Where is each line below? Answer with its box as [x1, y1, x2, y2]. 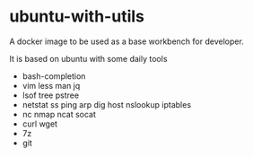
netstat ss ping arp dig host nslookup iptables [22, 99, 191, 109]
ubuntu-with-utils [9, 6, 145, 27]
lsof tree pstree [22, 90, 79, 100]
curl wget [22, 118, 58, 129]
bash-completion [22, 70, 86, 82]
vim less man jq [22, 80, 81, 91]
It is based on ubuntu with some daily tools [9, 53, 168, 64]
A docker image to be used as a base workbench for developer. [9, 36, 244, 47]
